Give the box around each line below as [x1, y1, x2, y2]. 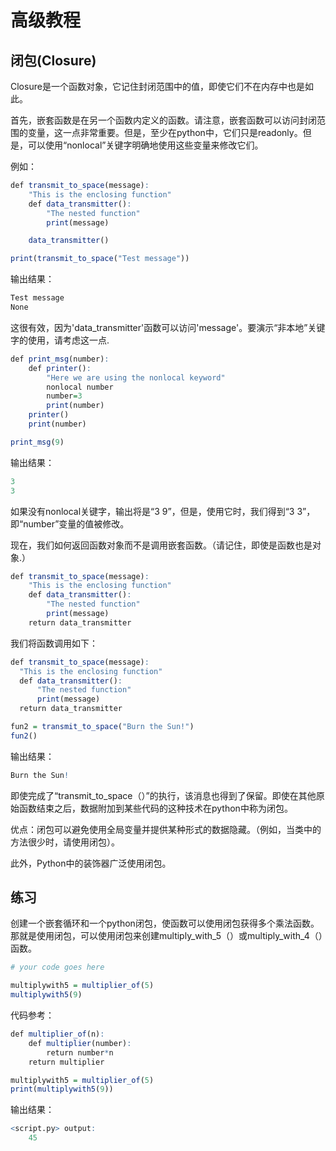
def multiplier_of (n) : [10, 1029, 105, 1040]
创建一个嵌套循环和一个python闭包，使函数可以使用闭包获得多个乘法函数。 [10, 917, 320, 930]
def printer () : [28, 363, 92, 373]
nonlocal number [46, 382, 114, 392]
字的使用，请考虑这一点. [10, 334, 110, 346]
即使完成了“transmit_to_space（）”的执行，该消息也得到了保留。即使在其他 [10, 789, 317, 801]
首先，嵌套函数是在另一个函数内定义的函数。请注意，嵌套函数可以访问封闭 [10, 114, 317, 126]
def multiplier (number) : [28, 1038, 132, 1048]
